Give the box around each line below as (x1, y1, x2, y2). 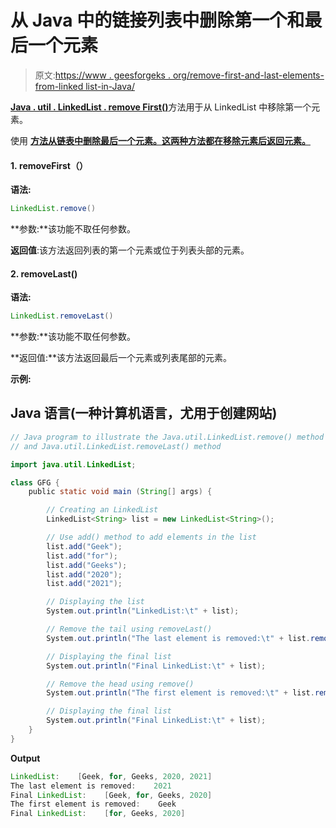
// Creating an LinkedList (46, 505, 159, 515)
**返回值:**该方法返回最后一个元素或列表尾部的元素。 (10, 352, 233, 364)
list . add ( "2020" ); (46, 569, 123, 580)
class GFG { (10, 477, 60, 488)
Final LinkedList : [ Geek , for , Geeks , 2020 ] (10, 790, 213, 800)
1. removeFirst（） (10, 159, 88, 171)
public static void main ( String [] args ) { (28, 487, 213, 497)
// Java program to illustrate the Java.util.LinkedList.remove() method (10, 432, 325, 442)
